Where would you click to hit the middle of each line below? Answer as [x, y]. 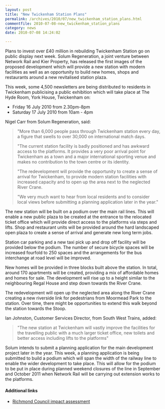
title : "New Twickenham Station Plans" [46, 14]
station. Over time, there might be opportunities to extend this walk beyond [81, 303]
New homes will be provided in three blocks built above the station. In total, [81, 267]
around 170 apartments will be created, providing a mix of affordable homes [82, 273]
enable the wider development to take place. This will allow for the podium [81, 363]
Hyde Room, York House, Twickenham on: [48, 97]
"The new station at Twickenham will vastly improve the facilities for [86, 327]
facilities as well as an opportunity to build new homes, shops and [72, 72]
